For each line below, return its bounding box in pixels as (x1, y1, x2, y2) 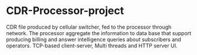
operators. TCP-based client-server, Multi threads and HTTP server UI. (6, 42, 178, 49)
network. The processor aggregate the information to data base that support (6, 29, 192, 36)
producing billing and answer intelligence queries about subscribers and (6, 36, 181, 43)
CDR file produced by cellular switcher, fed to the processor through (6, 23, 172, 30)
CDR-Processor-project (6, 4, 125, 18)
